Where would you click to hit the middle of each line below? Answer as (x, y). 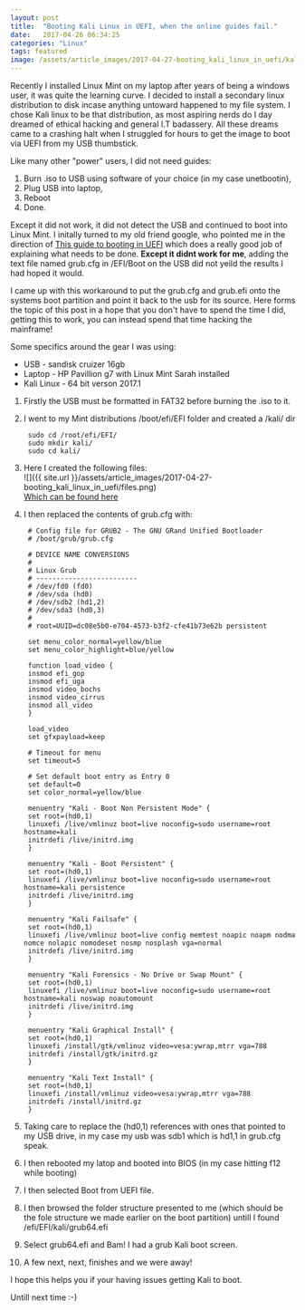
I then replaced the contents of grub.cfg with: (108, 514)
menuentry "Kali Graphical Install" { (101, 1030)
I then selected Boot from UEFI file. (89, 1190)
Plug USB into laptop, (63, 188)
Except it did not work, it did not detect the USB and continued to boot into (149, 225)
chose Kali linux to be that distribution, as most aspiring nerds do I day (141, 115)
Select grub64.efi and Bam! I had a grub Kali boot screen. (130, 1245)
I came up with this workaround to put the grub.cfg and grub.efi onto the (145, 290)
